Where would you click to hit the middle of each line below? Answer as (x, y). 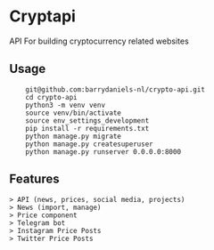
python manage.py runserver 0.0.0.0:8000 (103, 152)
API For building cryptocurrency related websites (99, 41)
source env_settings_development (87, 121)
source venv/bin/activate (74, 113)
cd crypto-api (51, 97)
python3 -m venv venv (65, 105)
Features (34, 179)
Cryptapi (42, 16)
